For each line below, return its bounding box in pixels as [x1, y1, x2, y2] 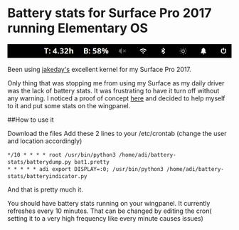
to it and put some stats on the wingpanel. [7, 102, 131, 110]
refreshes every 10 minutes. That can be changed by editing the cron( [7, 207, 212, 215]
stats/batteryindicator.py [7, 173, 87, 180]
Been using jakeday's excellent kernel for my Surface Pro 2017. [7, 66, 192, 74]
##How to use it [7, 115, 55, 124]
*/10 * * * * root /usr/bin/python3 [7, 152, 116, 159]
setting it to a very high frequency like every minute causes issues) [7, 214, 204, 223]
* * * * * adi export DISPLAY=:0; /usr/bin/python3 [7, 166, 164, 173]
